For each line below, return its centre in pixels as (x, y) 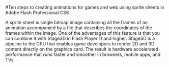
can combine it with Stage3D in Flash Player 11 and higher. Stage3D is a (80, 38)
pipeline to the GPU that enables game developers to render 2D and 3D (80, 44)
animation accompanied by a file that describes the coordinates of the (79, 28)
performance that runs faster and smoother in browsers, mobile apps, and (83, 54)
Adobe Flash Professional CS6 (37, 13)
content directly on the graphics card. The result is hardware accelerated (82, 49)
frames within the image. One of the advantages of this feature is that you (83, 33)
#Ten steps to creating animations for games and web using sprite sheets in (85, 7)
